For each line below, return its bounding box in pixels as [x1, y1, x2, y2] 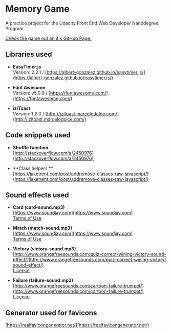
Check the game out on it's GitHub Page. [5, 35, 92, 41]
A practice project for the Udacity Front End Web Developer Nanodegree [5, 20, 159, 26]
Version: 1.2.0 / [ [12, 110, 48, 116]
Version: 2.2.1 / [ [12, 69, 47, 75]
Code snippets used [5, 131, 71, 139]
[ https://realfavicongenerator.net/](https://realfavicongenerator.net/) [5, 322, 149, 328]
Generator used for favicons [5, 308, 97, 317]
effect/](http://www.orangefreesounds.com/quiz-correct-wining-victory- [12, 256, 167, 263]
